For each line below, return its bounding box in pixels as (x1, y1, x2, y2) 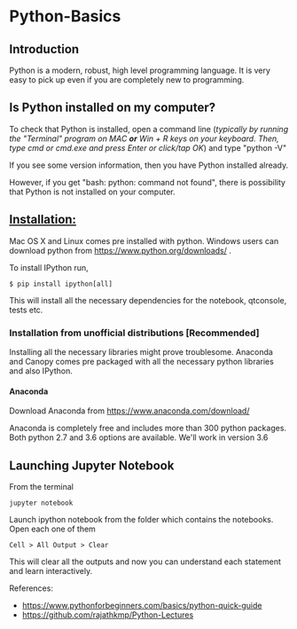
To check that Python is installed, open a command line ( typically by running (9, 123, 289, 134)
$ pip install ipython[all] (9, 279, 113, 288)
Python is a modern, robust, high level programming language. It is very (9, 65, 270, 75)
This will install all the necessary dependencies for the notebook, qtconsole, (9, 295, 287, 305)
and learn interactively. (9, 565, 93, 576)
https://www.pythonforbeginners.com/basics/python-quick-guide (21, 600, 262, 610)
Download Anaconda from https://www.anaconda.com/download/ (9, 405, 250, 416)
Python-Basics (9, 6, 121, 27)
